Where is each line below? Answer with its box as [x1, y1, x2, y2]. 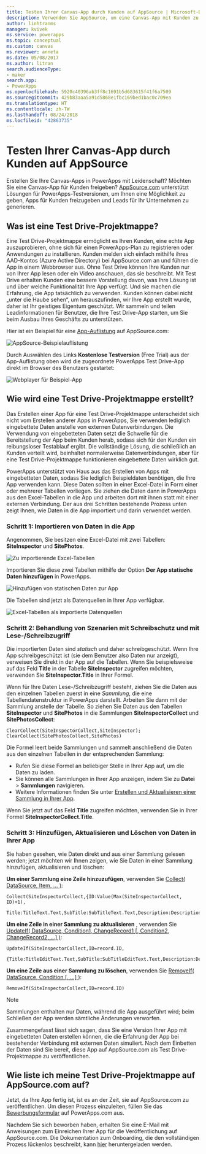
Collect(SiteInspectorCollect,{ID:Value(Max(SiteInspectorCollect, [6, 893, 183, 899]
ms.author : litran [6, 60, 53, 66]
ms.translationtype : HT [6, 100, 67, 106]
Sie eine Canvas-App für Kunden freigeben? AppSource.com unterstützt [6, 183, 189, 191]
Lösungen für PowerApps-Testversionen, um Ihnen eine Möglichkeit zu [6, 190, 186, 198]
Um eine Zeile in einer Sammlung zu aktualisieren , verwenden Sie [6, 920, 177, 928]
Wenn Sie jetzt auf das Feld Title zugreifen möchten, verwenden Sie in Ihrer [6, 807, 198, 814]
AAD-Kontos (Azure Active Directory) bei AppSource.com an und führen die [6, 257, 198, 264]
